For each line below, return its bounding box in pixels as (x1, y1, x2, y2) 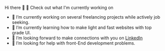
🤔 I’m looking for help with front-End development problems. (11, 40, 136, 46)
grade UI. (11, 30, 31, 35)
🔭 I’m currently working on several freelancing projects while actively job (11, 14, 161, 20)
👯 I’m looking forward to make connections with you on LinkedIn (11, 35, 143, 41)
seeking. (11, 20, 30, 25)
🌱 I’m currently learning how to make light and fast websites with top (11, 25, 152, 30)
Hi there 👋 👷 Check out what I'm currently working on (4, 5, 113, 10)
